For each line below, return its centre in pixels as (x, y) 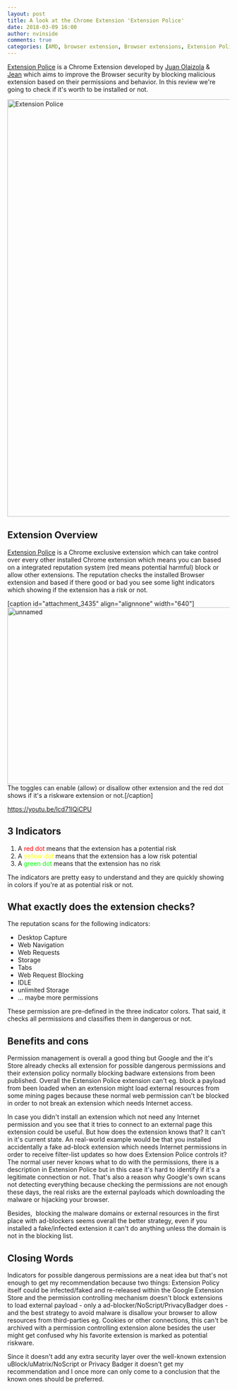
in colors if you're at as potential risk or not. (71, 884)
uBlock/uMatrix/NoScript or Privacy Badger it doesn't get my (96, 1364)
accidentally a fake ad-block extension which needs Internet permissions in (117, 1147)
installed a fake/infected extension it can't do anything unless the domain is (117, 1229)
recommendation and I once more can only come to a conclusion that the (114, 1372)
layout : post (26, 14)
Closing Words (41, 1258)
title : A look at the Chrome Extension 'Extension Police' (96, 21)
